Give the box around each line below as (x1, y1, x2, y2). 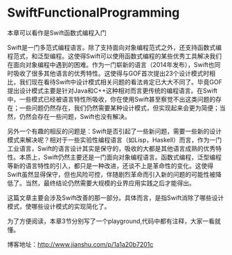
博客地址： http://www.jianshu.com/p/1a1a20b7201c (7, 240, 154, 248)
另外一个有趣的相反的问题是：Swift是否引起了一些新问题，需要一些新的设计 (7, 126, 222, 135)
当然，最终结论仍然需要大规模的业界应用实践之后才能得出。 (25, 178, 195, 187)
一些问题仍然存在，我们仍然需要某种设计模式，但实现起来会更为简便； (19, 104, 220, 112)
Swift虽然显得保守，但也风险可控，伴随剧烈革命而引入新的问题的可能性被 (7, 170, 216, 178)
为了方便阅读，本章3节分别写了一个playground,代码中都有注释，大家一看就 (7, 216, 222, 225)
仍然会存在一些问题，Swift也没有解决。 (19, 112, 132, 120)
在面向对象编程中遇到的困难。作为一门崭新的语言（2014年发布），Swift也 (7, 60, 215, 68)
